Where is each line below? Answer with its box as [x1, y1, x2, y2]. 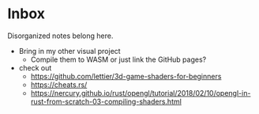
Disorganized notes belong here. [7, 31, 114, 40]
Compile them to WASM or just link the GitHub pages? [30, 55, 207, 64]
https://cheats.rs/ [30, 80, 88, 89]
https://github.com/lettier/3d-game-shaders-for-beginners [30, 71, 222, 81]
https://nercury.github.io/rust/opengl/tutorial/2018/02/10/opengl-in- [30, 88, 251, 97]
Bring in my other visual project [18, 46, 121, 55]
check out [18, 63, 52, 72]
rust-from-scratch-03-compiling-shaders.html [30, 97, 182, 106]
